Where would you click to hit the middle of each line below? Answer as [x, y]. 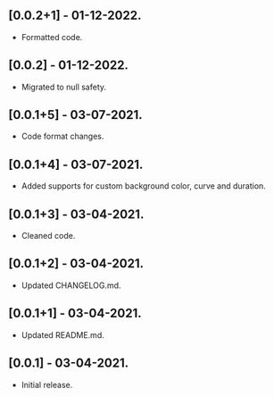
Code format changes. [62, 136]
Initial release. [47, 384]
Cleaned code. [48, 236]
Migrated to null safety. [64, 87]
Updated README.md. [62, 334]
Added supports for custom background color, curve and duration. [144, 186]
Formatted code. [52, 37]
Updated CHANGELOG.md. [71, 285]
